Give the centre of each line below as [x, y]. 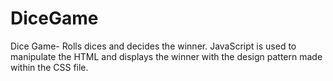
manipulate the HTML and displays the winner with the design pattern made [166, 56]
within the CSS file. [49, 67]
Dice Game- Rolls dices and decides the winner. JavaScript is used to [153, 46]
